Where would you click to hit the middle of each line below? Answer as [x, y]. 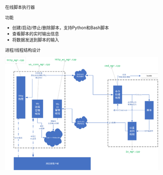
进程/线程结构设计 [23, 50]
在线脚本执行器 [20, 7]
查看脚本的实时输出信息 [35, 34]
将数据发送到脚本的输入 [35, 40]
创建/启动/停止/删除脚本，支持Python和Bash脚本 [60, 28]
